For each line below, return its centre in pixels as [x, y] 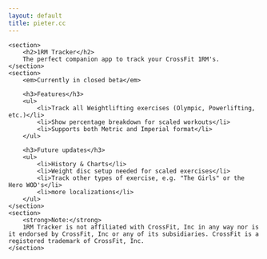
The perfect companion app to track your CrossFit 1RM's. [121, 59]
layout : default [35, 16]
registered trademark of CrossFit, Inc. [77, 241]
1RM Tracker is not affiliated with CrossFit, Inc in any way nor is [141, 227]
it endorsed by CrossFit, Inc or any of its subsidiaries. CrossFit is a [134, 234]
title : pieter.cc [37, 23]
